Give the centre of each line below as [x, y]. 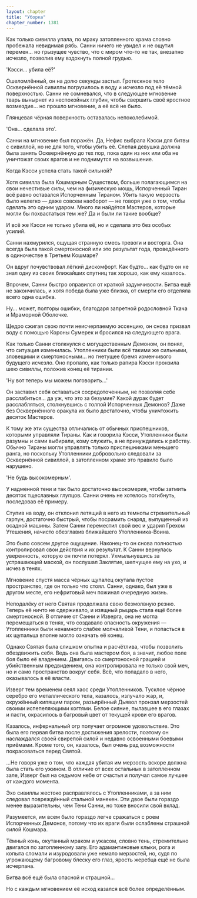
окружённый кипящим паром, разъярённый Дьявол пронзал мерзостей [97, 702]
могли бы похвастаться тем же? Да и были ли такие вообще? [84, 214]
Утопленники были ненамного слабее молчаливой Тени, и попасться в [96, 629]
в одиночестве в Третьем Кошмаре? [52, 255]
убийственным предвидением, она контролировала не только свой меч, [98, 666]
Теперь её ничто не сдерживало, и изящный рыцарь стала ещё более [94, 610]
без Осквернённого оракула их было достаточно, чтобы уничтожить [92, 411]
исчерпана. [21, 866]
